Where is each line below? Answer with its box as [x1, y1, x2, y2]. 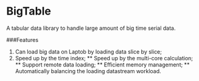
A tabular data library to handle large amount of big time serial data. [6, 24, 176, 32]
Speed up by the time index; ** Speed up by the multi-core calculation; [15, 54, 194, 62]
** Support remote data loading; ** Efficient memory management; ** [15, 61, 190, 68]
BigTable [6, 4, 52, 18]
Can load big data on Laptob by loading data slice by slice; [15, 48, 162, 55]
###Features [6, 36, 38, 43]
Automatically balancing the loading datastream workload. [15, 67, 161, 74]
